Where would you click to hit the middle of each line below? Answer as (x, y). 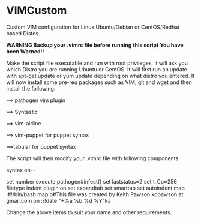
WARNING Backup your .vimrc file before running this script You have (95, 45)
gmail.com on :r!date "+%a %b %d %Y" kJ (58, 200)
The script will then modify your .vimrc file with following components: (93, 158)
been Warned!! (25, 51)
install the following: (31, 88)
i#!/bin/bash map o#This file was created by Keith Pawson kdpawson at (95, 194)
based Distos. (23, 33)
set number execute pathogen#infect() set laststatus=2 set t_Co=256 (91, 181)
